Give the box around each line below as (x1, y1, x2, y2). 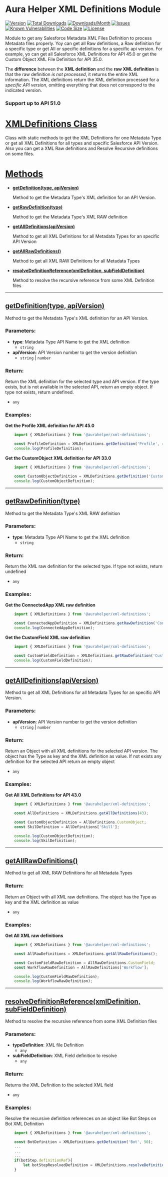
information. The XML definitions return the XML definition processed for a (5, 76, 159, 82)
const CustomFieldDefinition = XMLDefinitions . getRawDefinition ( (14, 653, 153, 658)
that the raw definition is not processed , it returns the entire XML (5, 71, 138, 77)
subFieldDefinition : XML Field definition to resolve (12, 1052, 117, 1058)
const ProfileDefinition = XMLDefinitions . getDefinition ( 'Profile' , (14, 441, 160, 446)
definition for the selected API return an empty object (5, 758, 115, 764)
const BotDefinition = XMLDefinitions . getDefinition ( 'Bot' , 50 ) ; (14, 1139, 153, 1144)
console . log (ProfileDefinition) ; (14, 446, 84, 451)
